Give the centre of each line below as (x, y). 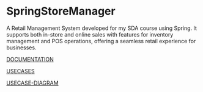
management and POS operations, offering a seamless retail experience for (101, 41)
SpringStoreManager (61, 11)
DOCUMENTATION (30, 59)
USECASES (20, 71)
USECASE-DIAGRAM (33, 83)
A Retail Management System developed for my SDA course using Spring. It (102, 28)
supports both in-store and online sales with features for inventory (90, 34)
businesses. (21, 48)
